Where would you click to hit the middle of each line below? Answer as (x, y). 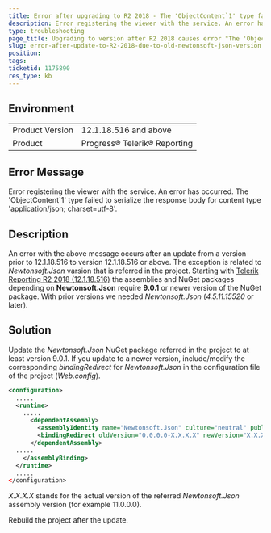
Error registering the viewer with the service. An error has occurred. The (129, 191)
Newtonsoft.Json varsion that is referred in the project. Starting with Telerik (133, 271)
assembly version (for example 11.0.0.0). (75, 505)
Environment (42, 109)
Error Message (46, 172)
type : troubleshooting (46, 31)
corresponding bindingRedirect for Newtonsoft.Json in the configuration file (134, 367)
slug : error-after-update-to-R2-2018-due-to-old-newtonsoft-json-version (135, 46)
